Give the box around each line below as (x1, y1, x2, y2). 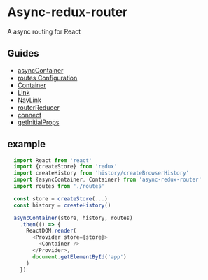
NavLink (17, 96, 42, 104)
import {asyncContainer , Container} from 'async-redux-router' (13, 176, 202, 184)
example (7, 138, 46, 150)
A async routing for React (7, 27, 81, 36)
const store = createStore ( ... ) (13, 195, 109, 202)
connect (17, 110, 42, 119)
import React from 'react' (13, 156, 92, 164)
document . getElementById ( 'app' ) (32, 253, 127, 260)
